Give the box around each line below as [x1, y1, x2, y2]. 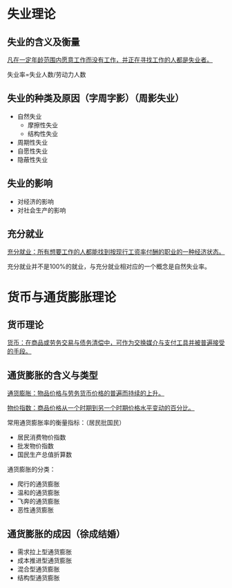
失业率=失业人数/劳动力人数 [7, 71, 86, 78]
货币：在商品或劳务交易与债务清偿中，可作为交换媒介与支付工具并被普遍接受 [7, 338, 225, 347]
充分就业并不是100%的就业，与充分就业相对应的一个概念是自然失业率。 [7, 262, 211, 270]
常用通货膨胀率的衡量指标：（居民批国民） [7, 419, 126, 427]
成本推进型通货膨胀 [17, 556, 72, 564]
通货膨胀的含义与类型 [7, 369, 98, 381]
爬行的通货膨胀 [17, 480, 60, 488]
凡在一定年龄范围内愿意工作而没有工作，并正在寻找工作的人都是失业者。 [7, 56, 213, 64]
